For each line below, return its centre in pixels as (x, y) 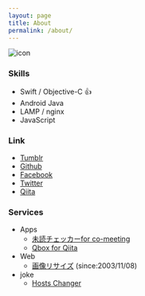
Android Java (41, 103)
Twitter (31, 183)
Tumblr (31, 158)
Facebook (36, 174)
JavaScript (37, 119)
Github (31, 166)
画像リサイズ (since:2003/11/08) (84, 266)
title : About (30, 23)
